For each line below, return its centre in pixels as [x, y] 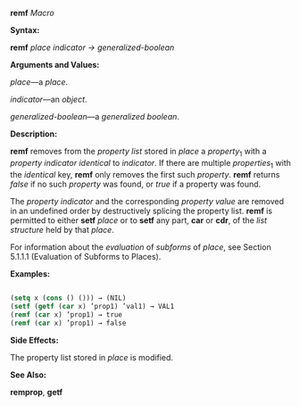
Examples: [30, 273]
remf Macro [32, 13]
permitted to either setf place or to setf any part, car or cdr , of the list [138, 220]
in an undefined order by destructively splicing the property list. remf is [142, 211]
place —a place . [39, 82]
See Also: [29, 375]
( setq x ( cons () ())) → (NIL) [68, 298]
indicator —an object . [49, 99]
